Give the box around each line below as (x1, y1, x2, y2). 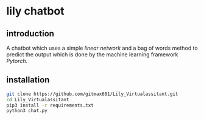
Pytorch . (6, 58, 28, 64)
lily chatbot (6, 4, 65, 18)
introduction (6, 28, 55, 39)
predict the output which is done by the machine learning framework (6, 51, 178, 58)
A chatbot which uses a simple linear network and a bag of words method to (6, 44, 198, 52)
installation (6, 75, 50, 85)
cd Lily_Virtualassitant (6, 96, 69, 102)
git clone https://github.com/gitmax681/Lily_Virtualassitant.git (6, 91, 178, 97)
